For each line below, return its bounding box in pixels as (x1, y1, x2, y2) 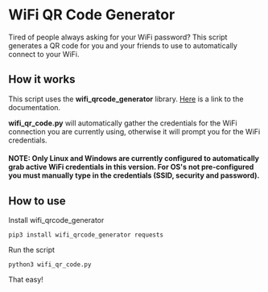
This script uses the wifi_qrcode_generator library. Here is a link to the (8, 94, 244, 104)
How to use (8, 194, 66, 208)
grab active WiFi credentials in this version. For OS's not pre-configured (8, 162, 254, 172)
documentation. (8, 102, 61, 112)
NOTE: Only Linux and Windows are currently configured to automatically (8, 154, 260, 163)
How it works (8, 72, 76, 86)
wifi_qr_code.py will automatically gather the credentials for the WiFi (8, 118, 237, 128)
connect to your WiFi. (8, 49, 80, 59)
